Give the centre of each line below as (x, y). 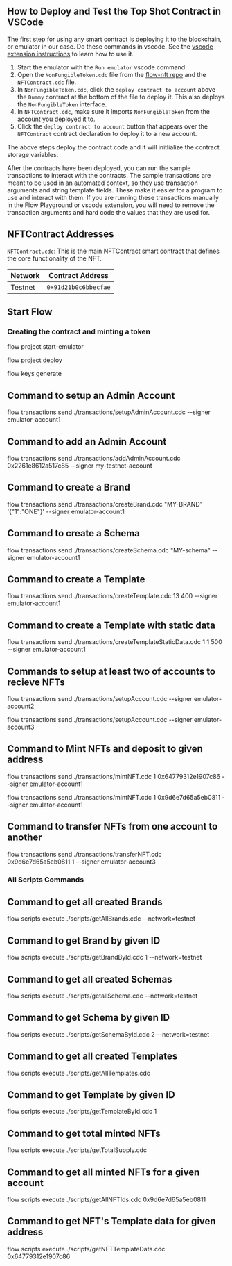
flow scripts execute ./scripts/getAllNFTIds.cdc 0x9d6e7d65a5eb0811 (107, 1200)
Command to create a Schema (74, 533)
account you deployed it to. (56, 119)
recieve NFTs (36, 682)
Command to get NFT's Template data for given (111, 1221)
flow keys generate (35, 374)
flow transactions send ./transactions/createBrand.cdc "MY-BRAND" (105, 504)
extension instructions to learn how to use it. (70, 54)
